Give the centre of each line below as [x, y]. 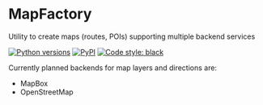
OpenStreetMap [47, 92]
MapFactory [50, 14]
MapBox [34, 83]
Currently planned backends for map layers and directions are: [112, 67]
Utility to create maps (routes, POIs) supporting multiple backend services [132, 36]
